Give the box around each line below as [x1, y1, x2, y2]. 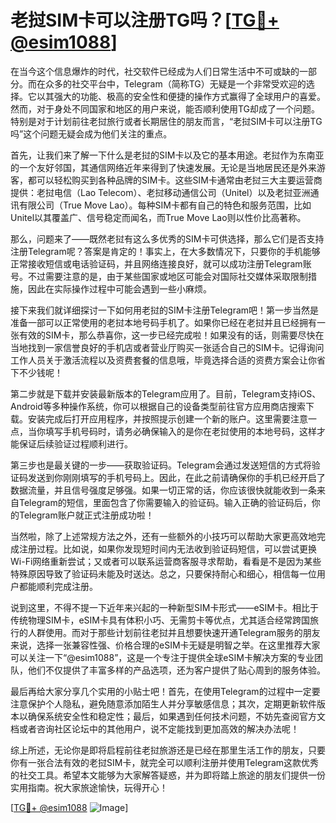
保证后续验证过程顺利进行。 [18, 437, 133, 450]
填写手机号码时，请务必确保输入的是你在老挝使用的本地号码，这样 [44, 425, 317, 437]
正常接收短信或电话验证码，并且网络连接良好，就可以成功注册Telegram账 [10, 257, 312, 270]
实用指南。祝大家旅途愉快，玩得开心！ [10, 781, 168, 793]
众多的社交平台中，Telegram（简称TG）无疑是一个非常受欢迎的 [44, 77, 307, 90]
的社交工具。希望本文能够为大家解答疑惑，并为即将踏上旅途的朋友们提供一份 [10, 769, 326, 781]
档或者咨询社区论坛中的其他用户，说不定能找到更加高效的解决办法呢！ [10, 722, 300, 735]
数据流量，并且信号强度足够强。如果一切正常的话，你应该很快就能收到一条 [10, 484, 317, 496]
